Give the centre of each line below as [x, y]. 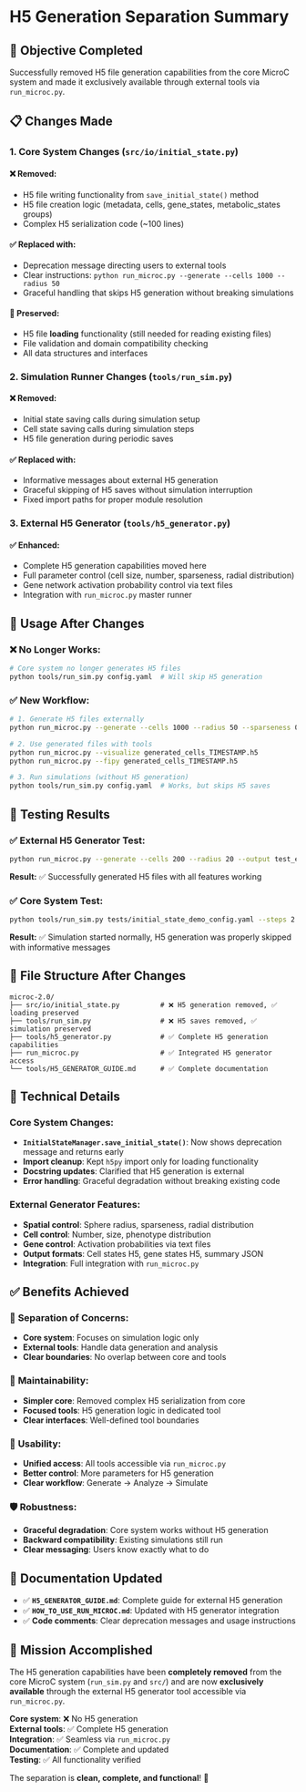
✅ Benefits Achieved [69, 1292]
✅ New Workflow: [50, 700]
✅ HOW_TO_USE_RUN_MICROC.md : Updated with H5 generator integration [151, 1611]
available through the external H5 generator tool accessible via [128, 1691]
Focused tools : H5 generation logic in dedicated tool [122, 1410]
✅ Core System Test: [56, 901]
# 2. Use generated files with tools [81, 744]
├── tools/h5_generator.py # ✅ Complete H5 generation [139, 1036]
